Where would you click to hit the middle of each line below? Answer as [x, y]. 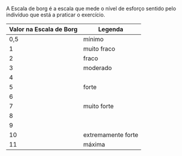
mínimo [93, 39]
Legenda [111, 29]
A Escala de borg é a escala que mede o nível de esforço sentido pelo [91, 9]
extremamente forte [111, 135]
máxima [94, 145]
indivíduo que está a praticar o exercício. [56, 15]
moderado [97, 68]
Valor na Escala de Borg [43, 29]
